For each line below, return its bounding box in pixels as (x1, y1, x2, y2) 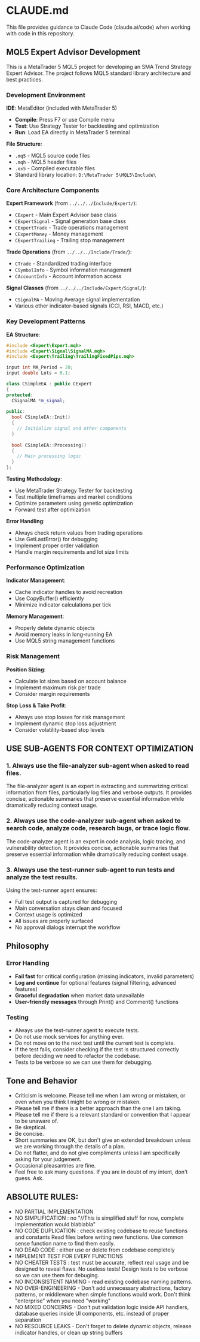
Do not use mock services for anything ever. (14, 1033, 124, 1040)
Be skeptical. (14, 1123, 47, 1130)
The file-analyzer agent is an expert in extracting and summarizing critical (6, 783, 188, 790)
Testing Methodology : (6, 475, 63, 482)
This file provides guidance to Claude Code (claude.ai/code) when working (6, 23, 191, 31)
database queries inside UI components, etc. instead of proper (14, 1310, 169, 1317)
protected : (6, 392, 33, 398)
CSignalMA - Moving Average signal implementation (14, 296, 140, 303)
